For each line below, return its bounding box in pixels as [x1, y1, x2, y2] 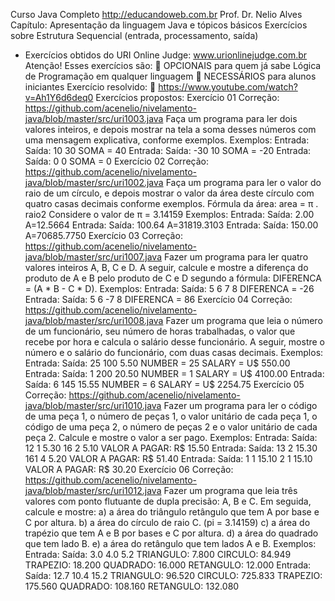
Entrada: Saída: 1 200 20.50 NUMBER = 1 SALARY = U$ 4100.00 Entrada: [24, 368, 325, 379]
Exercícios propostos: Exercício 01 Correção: [95, 92, 280, 103]
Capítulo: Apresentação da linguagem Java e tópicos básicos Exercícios [10, 19, 308, 31]
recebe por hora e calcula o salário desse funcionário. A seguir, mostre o [24, 336, 326, 348]
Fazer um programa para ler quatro [163, 251, 309, 263]
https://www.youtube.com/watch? [158, 81, 298, 93]
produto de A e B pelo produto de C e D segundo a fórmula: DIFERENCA [24, 272, 322, 284]
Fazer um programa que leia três [163, 485, 298, 496]
